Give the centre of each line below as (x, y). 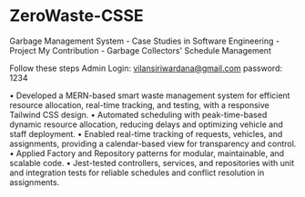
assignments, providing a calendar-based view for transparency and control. (153, 143)
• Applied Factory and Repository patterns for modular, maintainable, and (147, 153)
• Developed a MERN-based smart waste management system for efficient (150, 95)
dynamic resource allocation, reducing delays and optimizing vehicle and (147, 124)
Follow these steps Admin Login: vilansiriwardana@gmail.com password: (146, 68)
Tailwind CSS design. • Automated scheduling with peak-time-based (138, 114)
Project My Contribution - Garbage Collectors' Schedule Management (140, 50)
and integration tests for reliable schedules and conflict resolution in (137, 172)
